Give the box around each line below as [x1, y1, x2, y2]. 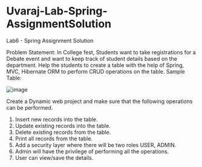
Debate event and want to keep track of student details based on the [6, 55, 177, 62]
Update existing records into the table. [15, 122, 111, 129]
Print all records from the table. [15, 134, 93, 142]
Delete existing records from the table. [15, 128, 111, 136]
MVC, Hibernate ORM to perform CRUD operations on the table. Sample [6, 68, 186, 75]
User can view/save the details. [15, 154, 94, 161]
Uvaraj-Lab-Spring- [6, 4, 108, 18]
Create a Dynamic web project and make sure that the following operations [6, 98, 193, 105]
